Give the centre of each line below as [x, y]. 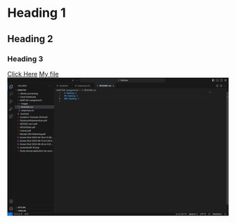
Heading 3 [25, 59]
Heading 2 [31, 39]
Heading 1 [37, 13]
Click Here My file [33, 74]
